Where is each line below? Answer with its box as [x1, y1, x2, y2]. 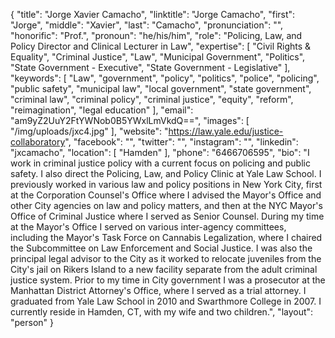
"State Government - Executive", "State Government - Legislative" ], [10, 62, 291, 73]
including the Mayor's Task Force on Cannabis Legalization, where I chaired [10, 232, 323, 243]
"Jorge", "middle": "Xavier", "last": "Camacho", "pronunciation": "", [10, 19, 284, 31]
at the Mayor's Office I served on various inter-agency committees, [10, 221, 287, 233]
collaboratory [10, 136, 66, 148]
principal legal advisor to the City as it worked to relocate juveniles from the [10, 253, 322, 264]
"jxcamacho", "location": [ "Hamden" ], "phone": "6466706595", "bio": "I [10, 147, 310, 158]
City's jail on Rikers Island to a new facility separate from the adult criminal [10, 264, 318, 275]
